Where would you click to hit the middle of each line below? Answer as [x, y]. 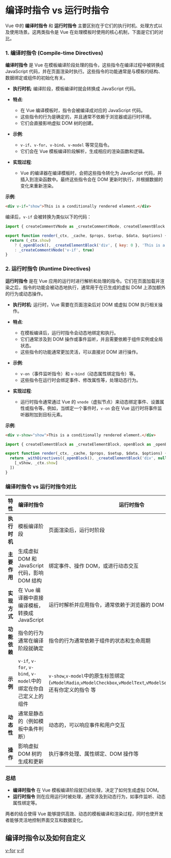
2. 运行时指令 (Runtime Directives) [48, 269]
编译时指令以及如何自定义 [45, 838]
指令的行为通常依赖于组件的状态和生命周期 [100, 641]
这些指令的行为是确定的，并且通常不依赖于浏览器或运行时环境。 [87, 117]
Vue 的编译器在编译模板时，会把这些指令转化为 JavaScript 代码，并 [91, 173]
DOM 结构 [30, 581]
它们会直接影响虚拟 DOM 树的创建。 [58, 123]
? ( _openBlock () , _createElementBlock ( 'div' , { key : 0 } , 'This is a [90, 245]
